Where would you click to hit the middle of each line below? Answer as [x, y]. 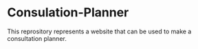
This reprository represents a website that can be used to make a [99, 31]
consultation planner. [37, 38]
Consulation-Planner [68, 13]
